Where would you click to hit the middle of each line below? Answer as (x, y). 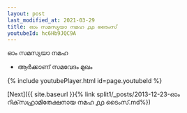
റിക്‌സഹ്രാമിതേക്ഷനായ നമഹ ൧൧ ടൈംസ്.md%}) (79, 103)
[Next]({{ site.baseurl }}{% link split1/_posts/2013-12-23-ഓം (93, 94)
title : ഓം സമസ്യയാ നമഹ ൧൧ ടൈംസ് (62, 27)
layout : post (26, 14)
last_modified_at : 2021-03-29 (51, 20)
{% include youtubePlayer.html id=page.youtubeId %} (85, 81)
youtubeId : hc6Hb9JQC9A (42, 33)
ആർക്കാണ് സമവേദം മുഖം (55, 67)
